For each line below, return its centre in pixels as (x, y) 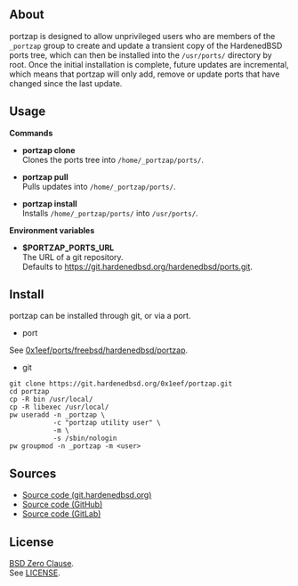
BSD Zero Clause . (41, 564)
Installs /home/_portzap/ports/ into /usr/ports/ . (110, 213)
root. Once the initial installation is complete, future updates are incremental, (149, 64)
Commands (31, 133)
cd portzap (29, 392)
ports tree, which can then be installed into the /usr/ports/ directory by (141, 55)
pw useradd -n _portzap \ (57, 415)
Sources (33, 473)
